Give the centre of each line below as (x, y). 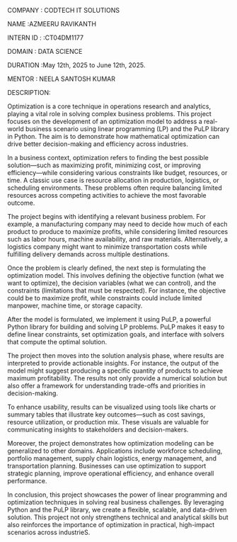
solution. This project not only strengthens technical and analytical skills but (118, 517)
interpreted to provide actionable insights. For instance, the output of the (113, 363)
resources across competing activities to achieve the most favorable (107, 195)
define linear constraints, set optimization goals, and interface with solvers (116, 334)
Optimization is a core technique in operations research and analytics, (109, 106)
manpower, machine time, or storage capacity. (75, 305)
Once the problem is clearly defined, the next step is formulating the (107, 268)
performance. (27, 481)
